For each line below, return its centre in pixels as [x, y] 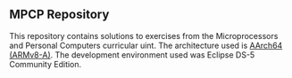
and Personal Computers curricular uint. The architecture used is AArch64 [146, 45]
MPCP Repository [59, 15]
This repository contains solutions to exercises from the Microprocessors [144, 35]
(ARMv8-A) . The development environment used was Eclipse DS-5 [132, 55]
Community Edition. [46, 64]
